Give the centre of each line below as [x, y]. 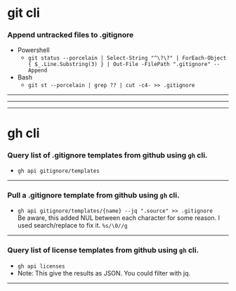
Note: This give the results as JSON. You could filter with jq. [104, 273]
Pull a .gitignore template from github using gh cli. [93, 195]
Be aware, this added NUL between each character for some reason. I [118, 218]
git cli [24, 13]
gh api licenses [41, 266]
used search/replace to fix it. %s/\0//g [72, 226]
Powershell [34, 50]
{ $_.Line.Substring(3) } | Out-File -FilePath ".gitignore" [119, 65]
